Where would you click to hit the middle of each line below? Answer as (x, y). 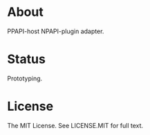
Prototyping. (25, 78)
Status (27, 59)
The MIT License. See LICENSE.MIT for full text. (75, 125)
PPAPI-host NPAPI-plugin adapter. (56, 31)
